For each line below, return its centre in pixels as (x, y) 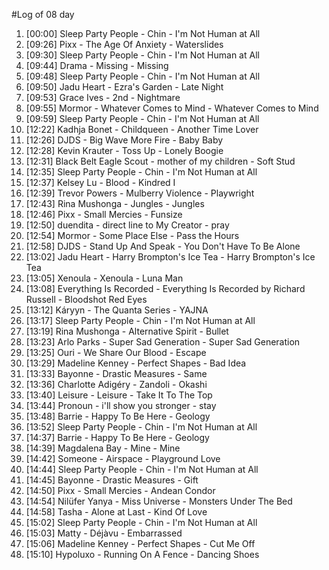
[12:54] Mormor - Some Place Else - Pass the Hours (132, 235)
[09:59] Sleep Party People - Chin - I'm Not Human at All (142, 118)
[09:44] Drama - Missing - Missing (97, 65)
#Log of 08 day (43, 14)
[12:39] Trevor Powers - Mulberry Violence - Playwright (140, 193)
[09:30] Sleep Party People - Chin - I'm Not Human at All (142, 55)
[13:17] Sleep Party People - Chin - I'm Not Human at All (140, 320)
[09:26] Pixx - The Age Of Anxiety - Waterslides (124, 44)
